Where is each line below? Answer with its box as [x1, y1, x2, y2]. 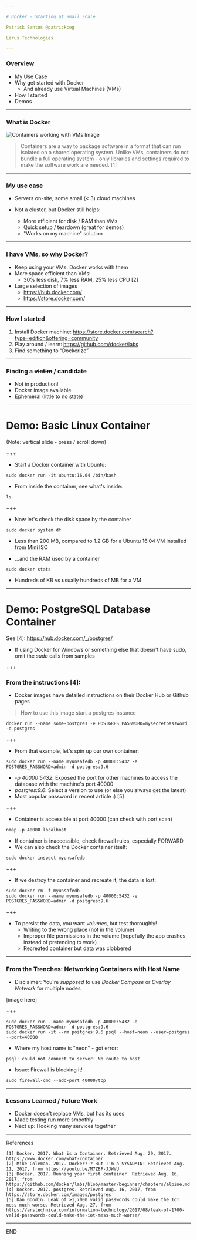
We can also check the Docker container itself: [14, 844, 128, 851]
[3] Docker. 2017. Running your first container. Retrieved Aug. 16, [6, 1171, 180, 1177]
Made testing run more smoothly [14, 1116, 94, 1123]
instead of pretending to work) [23, 939, 97, 946]
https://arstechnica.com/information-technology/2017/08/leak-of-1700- [6, 1207, 185, 1213]
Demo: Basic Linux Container [6, 419, 151, 432]
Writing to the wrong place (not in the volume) [23, 926, 135, 934]
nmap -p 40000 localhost [6, 827, 67, 833]
